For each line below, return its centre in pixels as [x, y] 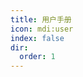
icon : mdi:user [42, 29]
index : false [37, 38]
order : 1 [37, 57]
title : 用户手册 [41, 19]
